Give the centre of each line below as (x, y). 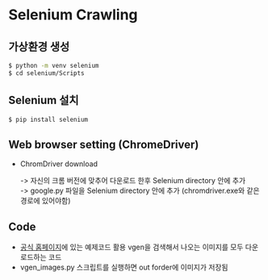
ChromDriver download (59, 164)
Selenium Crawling (73, 15)
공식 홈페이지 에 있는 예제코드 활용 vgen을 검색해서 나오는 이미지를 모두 (132, 247)
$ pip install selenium (48, 119)
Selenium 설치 (44, 100)
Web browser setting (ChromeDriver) (104, 144)
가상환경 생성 (39, 46)
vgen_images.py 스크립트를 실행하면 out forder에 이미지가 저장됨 (124, 267)
